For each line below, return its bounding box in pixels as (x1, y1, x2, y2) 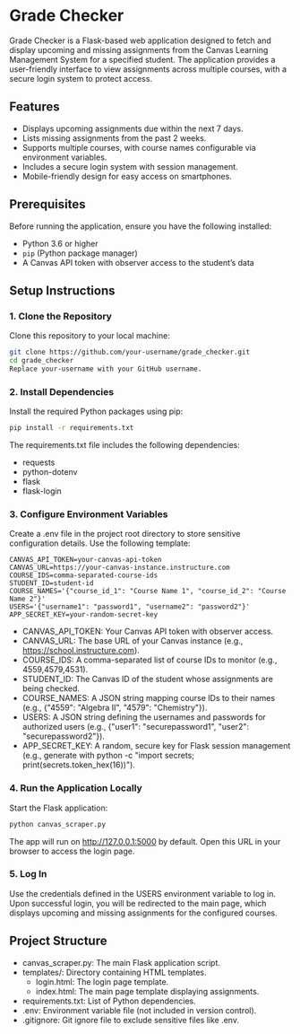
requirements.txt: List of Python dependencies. (21, 995, 196, 1006)
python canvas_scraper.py (9, 819, 106, 828)
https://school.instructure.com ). (21, 645, 141, 656)
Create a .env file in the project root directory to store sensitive (9, 529, 241, 539)
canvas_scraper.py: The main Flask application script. (21, 957, 221, 968)
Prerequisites (9, 197, 86, 212)
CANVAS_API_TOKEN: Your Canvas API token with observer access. (21, 626, 274, 637)
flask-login (21, 486, 63, 496)
